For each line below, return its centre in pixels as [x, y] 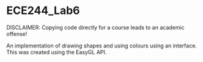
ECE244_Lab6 [43, 11]
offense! [17, 33]
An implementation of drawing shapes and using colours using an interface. [102, 46]
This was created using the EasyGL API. [57, 52]
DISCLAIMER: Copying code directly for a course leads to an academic [95, 27]
